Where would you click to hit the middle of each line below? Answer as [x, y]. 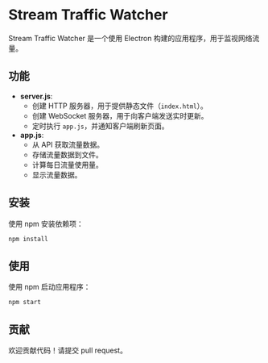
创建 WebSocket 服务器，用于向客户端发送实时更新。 [120, 115]
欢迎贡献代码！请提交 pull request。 [68, 350]
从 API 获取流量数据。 [68, 144]
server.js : [36, 96]
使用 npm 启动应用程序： [49, 287]
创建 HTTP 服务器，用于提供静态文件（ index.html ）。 [120, 106]
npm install [28, 239]
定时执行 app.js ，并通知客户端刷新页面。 [100, 126]
